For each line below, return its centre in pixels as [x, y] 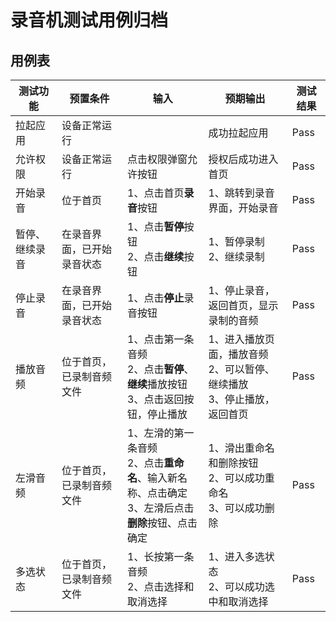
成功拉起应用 [238, 133]
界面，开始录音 [243, 208]
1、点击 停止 [156, 298]
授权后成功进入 [243, 159]
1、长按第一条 [161, 556]
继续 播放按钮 [157, 384]
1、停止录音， [241, 290]
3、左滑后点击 [161, 508]
